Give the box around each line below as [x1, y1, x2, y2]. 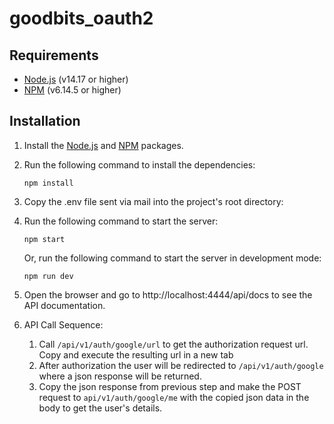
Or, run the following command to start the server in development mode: [23, 252, 322, 264]
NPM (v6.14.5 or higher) [23, 84, 122, 96]
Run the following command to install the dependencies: [23, 158, 256, 171]
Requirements [9, 47, 99, 64]
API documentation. [23, 299, 106, 311]
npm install [23, 178, 74, 188]
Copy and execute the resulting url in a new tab [38, 348, 234, 361]
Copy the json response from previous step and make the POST [38, 380, 302, 392]
